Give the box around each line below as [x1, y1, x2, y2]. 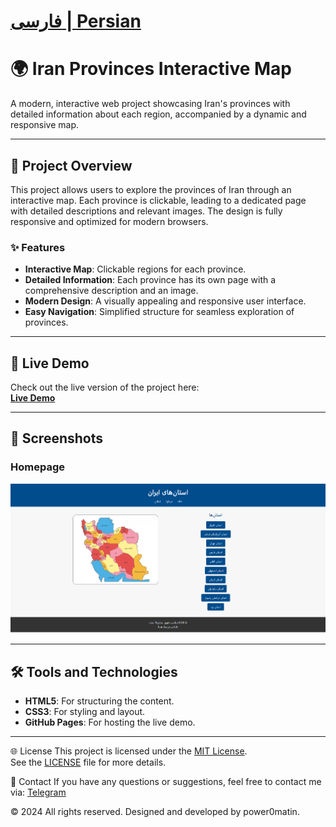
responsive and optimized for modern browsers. [10, 215, 209, 227]
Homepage [10, 460, 65, 474]
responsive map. [10, 119, 80, 131]
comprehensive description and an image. [24, 285, 199, 297]
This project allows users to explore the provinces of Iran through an [10, 183, 292, 195]
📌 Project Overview [10, 157, 133, 174]
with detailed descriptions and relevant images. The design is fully [10, 205, 283, 217]
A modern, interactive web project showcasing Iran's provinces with [10, 98, 291, 110]
